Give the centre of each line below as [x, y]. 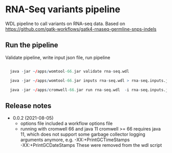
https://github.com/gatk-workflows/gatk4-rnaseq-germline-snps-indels [81, 29]
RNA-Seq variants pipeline [63, 9]
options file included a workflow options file [66, 123]
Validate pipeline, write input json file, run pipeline [58, 57]
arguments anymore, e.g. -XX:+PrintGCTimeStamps [75, 140]
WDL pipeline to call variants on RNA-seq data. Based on [65, 24]
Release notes [28, 106]
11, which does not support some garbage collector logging [83, 135]
